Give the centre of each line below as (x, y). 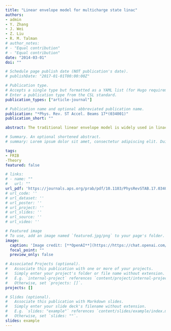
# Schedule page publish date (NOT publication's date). (67, 72)
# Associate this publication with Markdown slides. (65, 302)
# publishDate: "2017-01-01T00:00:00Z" (48, 76)
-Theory (13, 160)
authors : (15, 15)
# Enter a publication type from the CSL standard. (61, 95)
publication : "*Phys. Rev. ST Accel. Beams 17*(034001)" (67, 114)
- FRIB (12, 156)
